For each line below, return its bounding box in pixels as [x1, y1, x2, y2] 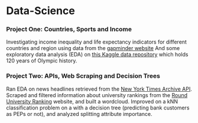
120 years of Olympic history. [6, 57, 77, 64]
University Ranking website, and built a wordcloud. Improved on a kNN [6, 98, 178, 105]
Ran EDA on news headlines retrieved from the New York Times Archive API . [6, 85, 192, 92]
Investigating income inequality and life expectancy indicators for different [6, 38, 187, 45]
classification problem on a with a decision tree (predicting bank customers [6, 104, 190, 111]
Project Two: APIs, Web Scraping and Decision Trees [6, 72, 161, 80]
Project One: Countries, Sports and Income [6, 25, 132, 34]
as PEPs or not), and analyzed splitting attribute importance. [6, 110, 152, 117]
